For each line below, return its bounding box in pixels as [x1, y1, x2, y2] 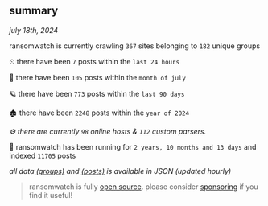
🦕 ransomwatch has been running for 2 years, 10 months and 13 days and [9, 142, 257, 151]
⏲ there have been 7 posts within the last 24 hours [9, 56, 180, 66]
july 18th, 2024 [9, 25, 59, 35]
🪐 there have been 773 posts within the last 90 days [9, 89, 185, 98]
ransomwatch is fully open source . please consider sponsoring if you [28, 182, 258, 192]
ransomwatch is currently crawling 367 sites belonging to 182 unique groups [9, 41, 261, 51]
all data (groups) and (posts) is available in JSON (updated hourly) [9, 166, 232, 175]
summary [9, 4, 59, 18]
